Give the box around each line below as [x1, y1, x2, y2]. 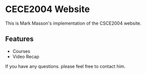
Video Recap [12, 53, 39, 59]
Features [5, 35, 34, 43]
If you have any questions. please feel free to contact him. [5, 63, 126, 69]
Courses [12, 48, 30, 54]
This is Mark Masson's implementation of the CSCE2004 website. [5, 20, 142, 26]
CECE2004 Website [5, 4, 90, 15]
